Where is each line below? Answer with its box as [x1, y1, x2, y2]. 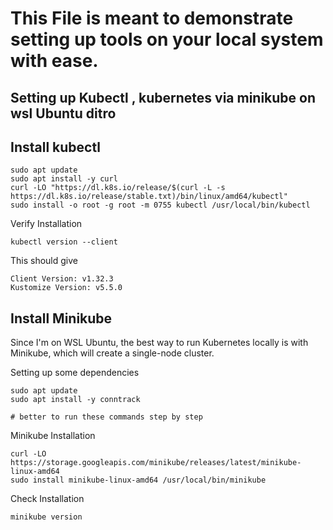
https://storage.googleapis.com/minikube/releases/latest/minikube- [10, 458, 302, 468]
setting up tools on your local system [10, 28, 324, 51]
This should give [10, 255, 79, 267]
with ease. [10, 50, 99, 72]
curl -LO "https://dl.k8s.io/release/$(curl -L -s [10, 183, 226, 193]
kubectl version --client [10, 237, 118, 247]
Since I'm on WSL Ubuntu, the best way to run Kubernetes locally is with [10, 337, 309, 349]
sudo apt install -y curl [10, 174, 118, 184]
